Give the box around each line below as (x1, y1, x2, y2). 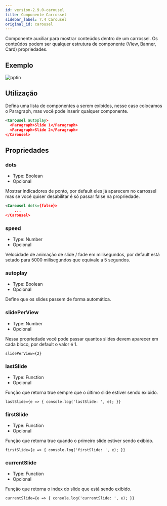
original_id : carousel (5, 21, 53, 27)
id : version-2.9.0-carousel (5, 7, 65, 13)
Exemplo (5, 61, 33, 70)
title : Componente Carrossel (5, 12, 67, 17)
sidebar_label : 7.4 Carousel (5, 17, 67, 22)
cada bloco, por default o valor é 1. (5, 341, 78, 347)
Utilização (5, 89, 38, 98)
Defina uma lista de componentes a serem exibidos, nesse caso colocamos (5, 103, 162, 109)
